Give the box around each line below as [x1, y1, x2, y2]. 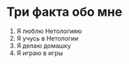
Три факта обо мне [6, 4, 123, 20]
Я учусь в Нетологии [16, 34, 79, 42]
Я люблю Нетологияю [16, 27, 82, 35]
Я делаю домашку [16, 41, 71, 50]
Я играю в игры [16, 49, 63, 57]
